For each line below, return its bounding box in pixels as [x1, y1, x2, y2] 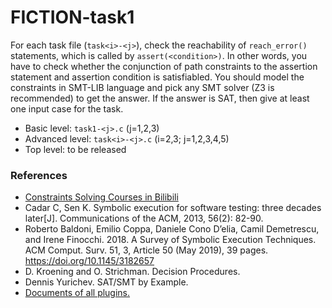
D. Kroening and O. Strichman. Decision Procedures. [24, 266, 241, 278]
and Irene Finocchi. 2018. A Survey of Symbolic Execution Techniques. [24, 234, 317, 246]
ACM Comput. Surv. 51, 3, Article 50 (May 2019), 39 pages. [24, 244, 269, 256]
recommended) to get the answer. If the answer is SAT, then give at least [10, 92, 310, 104]
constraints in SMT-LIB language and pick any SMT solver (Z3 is [10, 81, 275, 93]
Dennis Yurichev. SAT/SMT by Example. [24, 276, 189, 288]
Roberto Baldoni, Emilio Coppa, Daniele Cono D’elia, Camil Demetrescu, [24, 223, 320, 235]
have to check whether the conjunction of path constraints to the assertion [10, 60, 318, 72]
